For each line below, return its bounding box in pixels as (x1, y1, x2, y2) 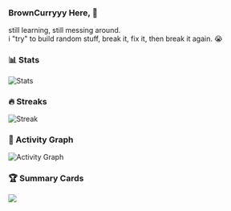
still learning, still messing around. (8, 26, 121, 35)
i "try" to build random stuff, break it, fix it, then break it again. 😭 (8, 34, 223, 43)
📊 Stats (8, 55, 40, 66)
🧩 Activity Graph (8, 134, 74, 145)
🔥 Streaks (8, 95, 47, 107)
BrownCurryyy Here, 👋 (8, 7, 98, 18)
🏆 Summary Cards (8, 172, 84, 184)
